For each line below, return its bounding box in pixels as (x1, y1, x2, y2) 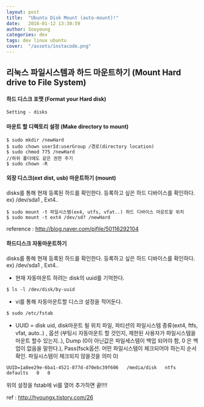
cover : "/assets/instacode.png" (6, 44, 92, 50)
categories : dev (6, 32, 48, 38)
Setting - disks (6, 109, 48, 115)
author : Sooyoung (6, 26, 51, 32)
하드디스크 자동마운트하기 (6, 240, 67, 247)
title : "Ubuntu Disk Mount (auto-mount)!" (6, 15, 119, 21)
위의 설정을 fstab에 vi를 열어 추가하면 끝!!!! (6, 381, 108, 389)
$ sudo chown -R (6, 161, 48, 167)
